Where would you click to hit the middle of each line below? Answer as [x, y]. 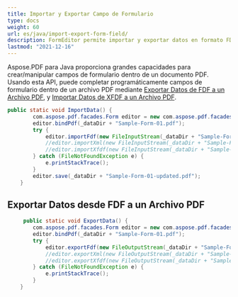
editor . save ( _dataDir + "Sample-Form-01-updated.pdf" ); [117, 176]
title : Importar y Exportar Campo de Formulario [80, 14]
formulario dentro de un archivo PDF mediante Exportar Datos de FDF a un [116, 90]
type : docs [23, 21]
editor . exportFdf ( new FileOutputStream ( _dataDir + [121, 247]
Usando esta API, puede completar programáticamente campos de [105, 82]
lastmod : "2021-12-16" [41, 47]
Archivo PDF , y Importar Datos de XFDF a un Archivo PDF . [92, 97]
